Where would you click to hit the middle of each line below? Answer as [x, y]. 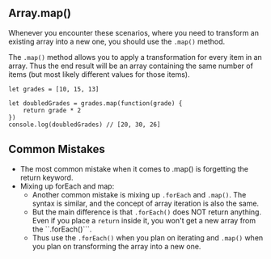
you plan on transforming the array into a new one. [116, 246]
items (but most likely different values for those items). [99, 74]
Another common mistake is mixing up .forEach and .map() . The [139, 194]
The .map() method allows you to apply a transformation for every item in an [135, 57]
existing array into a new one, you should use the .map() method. [117, 41]
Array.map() [40, 13]
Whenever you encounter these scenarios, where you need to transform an [133, 32]
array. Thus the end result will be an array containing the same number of [131, 66]
